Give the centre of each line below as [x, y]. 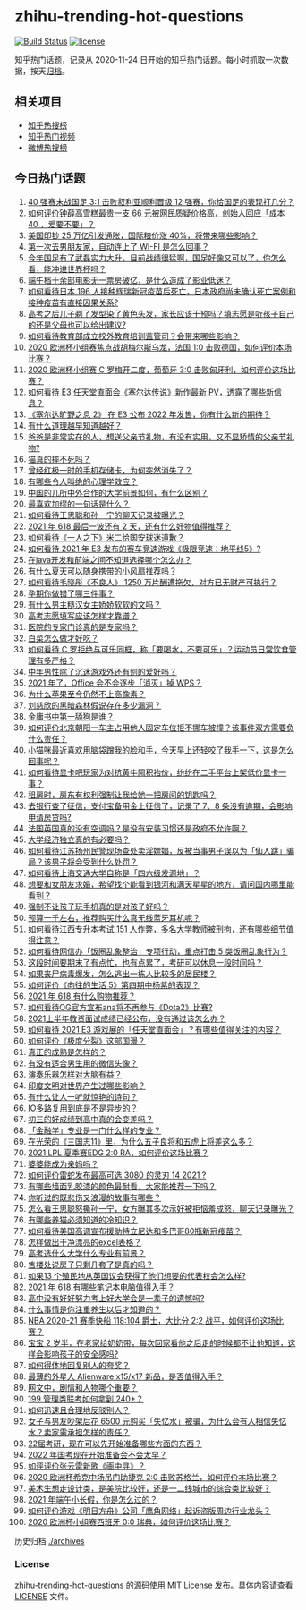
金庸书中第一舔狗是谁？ [71, 716]
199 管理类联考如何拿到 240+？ [85, 1399]
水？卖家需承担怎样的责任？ [79, 1432]
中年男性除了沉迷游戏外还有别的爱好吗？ [102, 671]
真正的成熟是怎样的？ [67, 1052]
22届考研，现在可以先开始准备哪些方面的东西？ [115, 1444]
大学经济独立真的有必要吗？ [79, 839]
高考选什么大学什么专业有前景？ [86, 1253]
